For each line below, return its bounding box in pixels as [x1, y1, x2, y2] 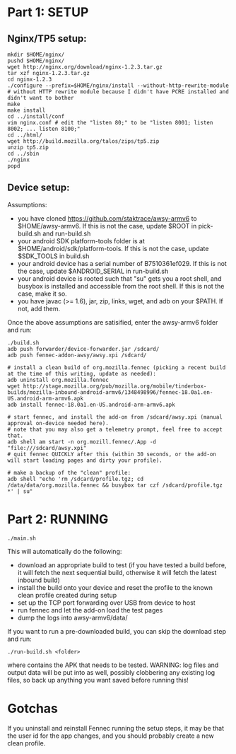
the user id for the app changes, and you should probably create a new [7, 731, 214, 740]
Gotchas [7, 700, 59, 717]
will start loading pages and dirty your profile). [7, 457, 163, 464]
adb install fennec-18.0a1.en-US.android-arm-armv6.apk [7, 401, 175, 408]
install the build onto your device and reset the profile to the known [17, 583, 213, 591]
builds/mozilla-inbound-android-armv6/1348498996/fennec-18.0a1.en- [7, 388, 213, 396]
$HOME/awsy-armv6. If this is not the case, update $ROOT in [17, 221, 197, 230]
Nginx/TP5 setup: [7, 33, 87, 45]
